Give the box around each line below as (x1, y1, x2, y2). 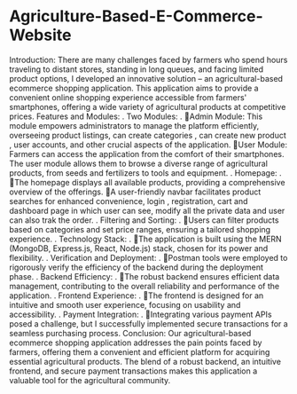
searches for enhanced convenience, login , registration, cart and (9, 195, 248, 206)
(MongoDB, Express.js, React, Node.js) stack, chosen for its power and (9, 242, 269, 254)
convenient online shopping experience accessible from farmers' (9, 91, 247, 103)
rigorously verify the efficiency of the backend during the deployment (9, 262, 264, 272)
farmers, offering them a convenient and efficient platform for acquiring (9, 346, 270, 357)
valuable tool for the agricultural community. (9, 374, 171, 385)
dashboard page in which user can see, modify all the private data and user (9, 205, 285, 216)
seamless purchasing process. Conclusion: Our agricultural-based (9, 327, 252, 338)
